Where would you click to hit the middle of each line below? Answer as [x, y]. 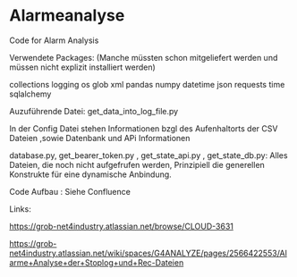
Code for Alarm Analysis [54, 40]
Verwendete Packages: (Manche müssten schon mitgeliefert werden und [144, 57]
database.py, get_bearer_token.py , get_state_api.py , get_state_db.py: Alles [148, 155]
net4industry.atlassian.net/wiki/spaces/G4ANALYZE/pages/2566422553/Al [148, 253]
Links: [20, 209]
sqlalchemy [30, 94]
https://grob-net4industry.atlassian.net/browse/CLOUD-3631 [122, 226]
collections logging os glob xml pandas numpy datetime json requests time [147, 84]
